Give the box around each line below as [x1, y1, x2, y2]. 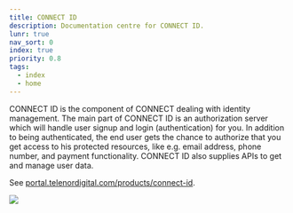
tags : [9, 63, 29, 72]
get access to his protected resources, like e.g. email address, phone [9, 141, 262, 152]
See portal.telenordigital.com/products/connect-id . [9, 177, 195, 187]
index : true [9, 46, 53, 55]
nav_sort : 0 [9, 37, 53, 47]
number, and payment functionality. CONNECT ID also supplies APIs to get [9, 150, 282, 161]
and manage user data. [9, 160, 94, 170]
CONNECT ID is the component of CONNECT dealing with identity [9, 103, 251, 114]
